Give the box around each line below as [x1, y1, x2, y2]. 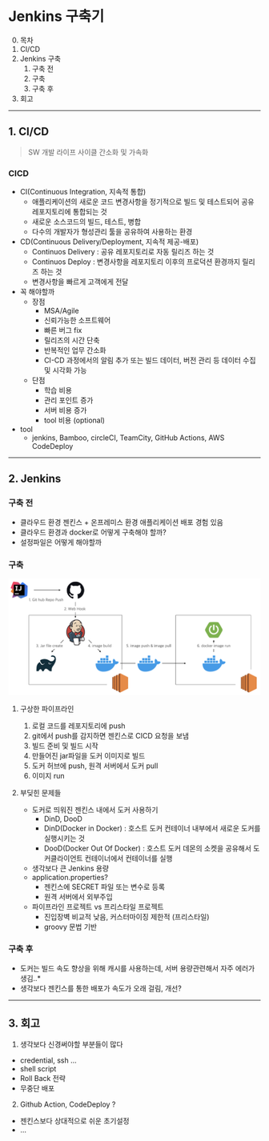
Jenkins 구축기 [8, 7, 105, 26]
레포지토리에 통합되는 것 [31, 207, 108, 217]
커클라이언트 [43, 853, 83, 863]
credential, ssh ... [19, 1055, 78, 1065]
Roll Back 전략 [19, 1073, 66, 1083]
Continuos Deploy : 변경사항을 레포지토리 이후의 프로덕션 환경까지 [31, 257, 241, 266]
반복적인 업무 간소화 [43, 346, 106, 355]
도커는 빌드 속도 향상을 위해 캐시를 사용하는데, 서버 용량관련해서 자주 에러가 [19, 963, 255, 973]
